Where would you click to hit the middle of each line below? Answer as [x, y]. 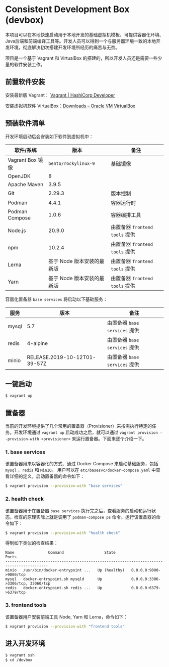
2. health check [25, 499]
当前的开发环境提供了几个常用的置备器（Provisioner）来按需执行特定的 [79, 426]
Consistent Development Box [67, 9]
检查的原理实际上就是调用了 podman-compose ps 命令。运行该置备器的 [85, 517]
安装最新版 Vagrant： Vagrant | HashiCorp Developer [60, 95]
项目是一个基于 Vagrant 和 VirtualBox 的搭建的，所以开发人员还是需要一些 [81, 58]
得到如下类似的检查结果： [32, 543]
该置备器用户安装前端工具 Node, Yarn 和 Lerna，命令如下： [67, 617]
